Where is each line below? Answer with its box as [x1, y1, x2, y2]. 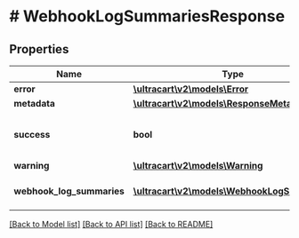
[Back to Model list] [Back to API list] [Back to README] [9, 219, 214, 229]
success [13, 129, 51, 140]
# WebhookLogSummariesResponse [9, 6, 286, 27]
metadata [13, 98, 55, 109]
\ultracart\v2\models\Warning [133, 160, 263, 171]
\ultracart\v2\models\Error [133, 83, 249, 95]
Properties [9, 42, 69, 57]
